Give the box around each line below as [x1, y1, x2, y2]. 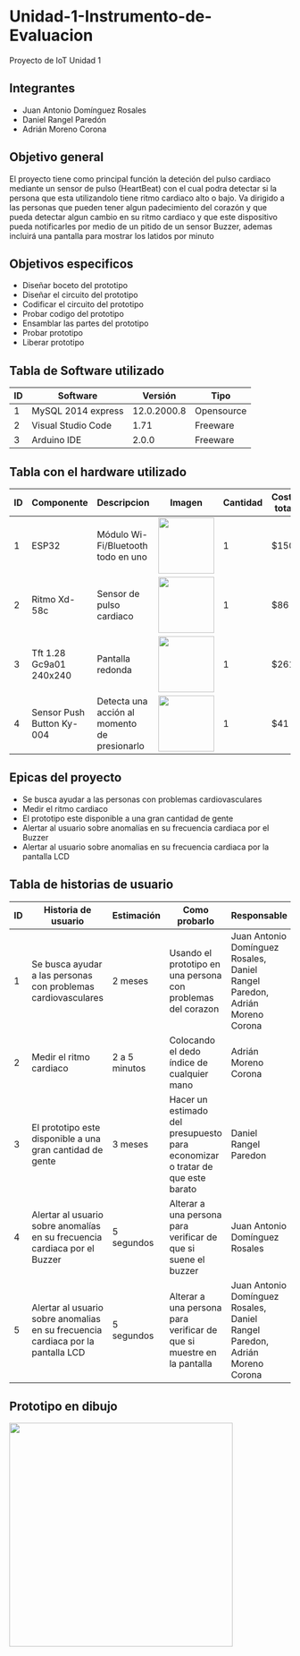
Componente [31, 497, 88, 508]
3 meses [112, 1138, 149, 1150]
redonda [96, 664, 132, 676]
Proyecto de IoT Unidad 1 [9, 55, 102, 65]
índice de [169, 1056, 208, 1069]
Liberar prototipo [21, 337, 85, 348]
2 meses [112, 974, 149, 986]
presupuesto [169, 1126, 223, 1139]
